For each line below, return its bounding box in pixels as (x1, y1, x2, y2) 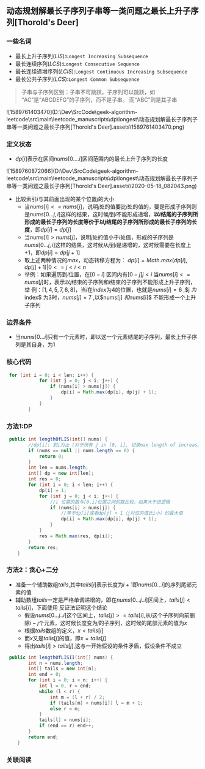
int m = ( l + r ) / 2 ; (49, 694, 105, 700)
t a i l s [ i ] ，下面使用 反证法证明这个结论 (15, 604, 108, 611)
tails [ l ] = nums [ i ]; (38, 717, 92, 723)
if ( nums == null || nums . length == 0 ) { (28, 447, 135, 453)
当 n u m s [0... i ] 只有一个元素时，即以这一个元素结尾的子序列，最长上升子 (15, 333, 192, 341)
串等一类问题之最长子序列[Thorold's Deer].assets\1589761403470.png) (6, 123, 185, 131)
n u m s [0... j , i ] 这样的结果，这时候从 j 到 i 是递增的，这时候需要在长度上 (24, 241, 192, 248)
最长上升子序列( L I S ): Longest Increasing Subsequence (15, 52, 148, 59)
